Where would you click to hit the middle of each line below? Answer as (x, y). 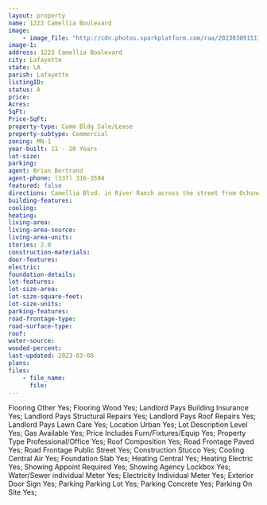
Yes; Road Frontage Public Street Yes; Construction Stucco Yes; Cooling (126, 450)
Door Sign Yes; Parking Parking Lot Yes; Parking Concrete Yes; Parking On (130, 484)
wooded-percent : (35, 348)
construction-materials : (49, 252)
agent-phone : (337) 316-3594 (56, 179)
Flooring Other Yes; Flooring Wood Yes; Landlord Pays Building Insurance (128, 408)
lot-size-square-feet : (46, 297)
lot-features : (32, 282)
